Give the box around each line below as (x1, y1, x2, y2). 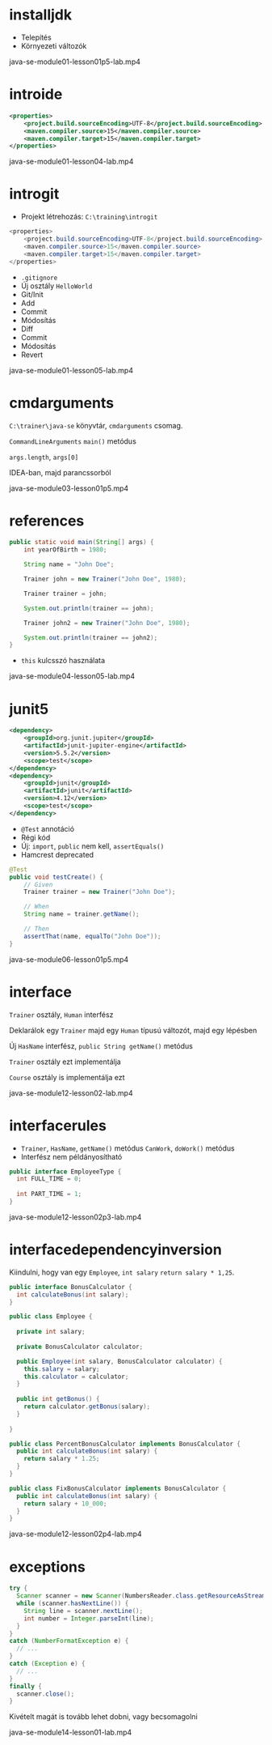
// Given (23, 880, 53, 888)
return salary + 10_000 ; (23, 1500, 107, 1508)
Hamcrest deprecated (20, 849, 94, 859)
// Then (23, 925, 49, 933)
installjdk (9, 6, 73, 24)
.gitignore (20, 274, 58, 282)
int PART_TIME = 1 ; (16, 1190, 82, 1198)
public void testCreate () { (9, 873, 104, 881)
